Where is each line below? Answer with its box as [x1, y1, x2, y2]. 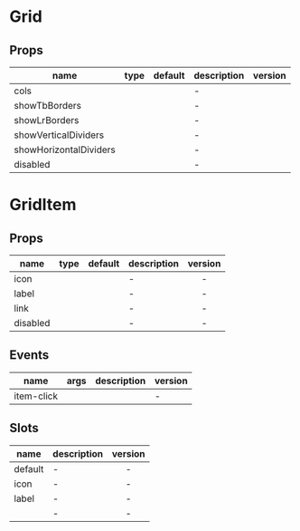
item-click [14, 390, 59, 402]
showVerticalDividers [14, 129, 105, 141]
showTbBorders [14, 100, 82, 111]
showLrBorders [14, 114, 80, 126]
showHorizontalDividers [14, 143, 116, 156]
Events [9, 347, 50, 363]
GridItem [9, 195, 77, 215]
